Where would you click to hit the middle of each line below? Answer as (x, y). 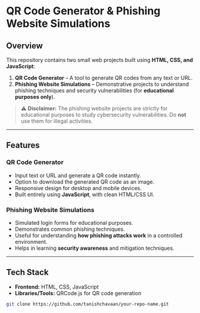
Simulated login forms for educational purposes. (74, 222)
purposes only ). (35, 97)
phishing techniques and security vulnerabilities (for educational (94, 90)
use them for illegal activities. (57, 121)
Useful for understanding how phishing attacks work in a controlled (99, 235)
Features (23, 145)
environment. (31, 241)
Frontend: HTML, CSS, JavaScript (57, 287)
